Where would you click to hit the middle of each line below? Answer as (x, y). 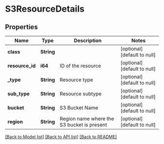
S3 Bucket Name (79, 108)
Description (88, 41)
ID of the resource (81, 66)
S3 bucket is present (83, 125)
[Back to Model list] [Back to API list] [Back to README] (61, 137)
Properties (21, 27)
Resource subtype (81, 94)
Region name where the (87, 119)
